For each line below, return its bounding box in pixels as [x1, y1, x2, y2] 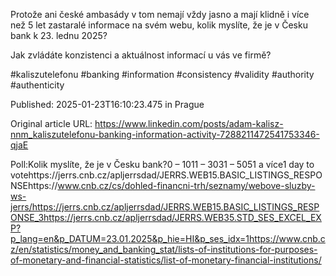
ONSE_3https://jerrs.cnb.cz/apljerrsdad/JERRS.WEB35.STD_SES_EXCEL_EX [10, 212, 322, 223]
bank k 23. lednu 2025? [10, 30, 108, 41]
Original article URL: [10, 118, 93, 129]
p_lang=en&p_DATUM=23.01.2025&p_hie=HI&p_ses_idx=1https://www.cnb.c [10, 233, 326, 244]
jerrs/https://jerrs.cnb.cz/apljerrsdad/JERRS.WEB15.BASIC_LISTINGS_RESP [10, 201, 320, 213]
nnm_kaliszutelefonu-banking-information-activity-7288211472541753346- [10, 129, 320, 140]
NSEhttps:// [10, 180, 58, 191]
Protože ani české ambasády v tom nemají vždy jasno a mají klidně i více [10, 9, 310, 20]
